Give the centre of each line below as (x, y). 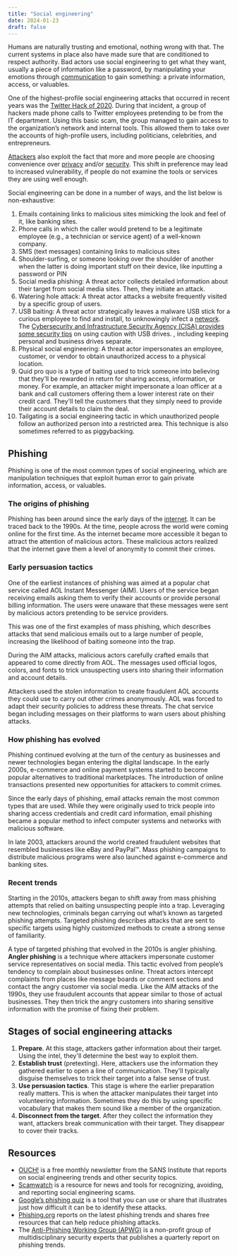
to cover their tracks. (49, 1131)
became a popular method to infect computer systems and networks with (115, 821)
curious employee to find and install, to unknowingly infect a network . (119, 319)
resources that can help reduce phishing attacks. (89, 1222)
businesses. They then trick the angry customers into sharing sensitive (111, 1001)
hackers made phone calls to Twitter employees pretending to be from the (116, 113)
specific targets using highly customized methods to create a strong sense (116, 928)
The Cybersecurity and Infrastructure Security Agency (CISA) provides (121, 327)
